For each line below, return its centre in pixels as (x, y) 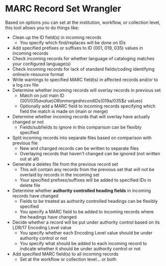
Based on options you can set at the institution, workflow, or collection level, (83, 22)
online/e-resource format (38, 74)
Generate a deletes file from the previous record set (65, 164)
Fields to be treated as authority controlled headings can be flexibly (89, 201)
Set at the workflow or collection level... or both (68, 259)
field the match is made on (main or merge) (64, 111)
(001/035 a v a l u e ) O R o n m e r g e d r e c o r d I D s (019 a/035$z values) (81, 100)
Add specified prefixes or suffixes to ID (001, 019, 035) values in (78, 48)
